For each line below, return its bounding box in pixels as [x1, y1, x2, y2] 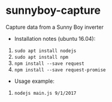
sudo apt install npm [14, 54, 68, 60]
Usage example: [14, 77, 55, 85]
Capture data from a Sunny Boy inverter [5, 23, 104, 31]
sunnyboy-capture [5, 4, 101, 17]
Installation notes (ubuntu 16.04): [14, 35, 96, 42]
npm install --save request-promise [14, 67, 106, 73]
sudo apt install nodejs [14, 47, 77, 54]
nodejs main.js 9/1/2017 [14, 90, 77, 96]
